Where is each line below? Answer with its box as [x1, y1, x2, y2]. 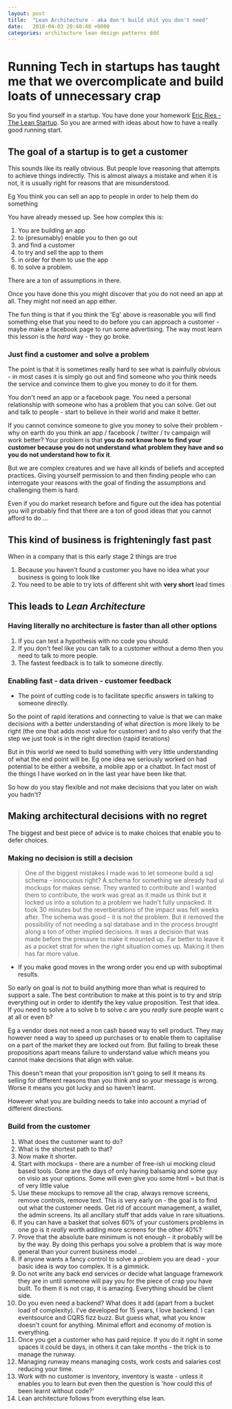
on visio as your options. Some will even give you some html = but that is [17, 1174, 224, 1182]
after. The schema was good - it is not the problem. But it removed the [24, 913, 224, 921]
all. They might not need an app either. [8, 297, 117, 305]
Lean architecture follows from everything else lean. [17, 1394, 166, 1402]
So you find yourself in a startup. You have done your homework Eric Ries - [8, 111, 222, 119]
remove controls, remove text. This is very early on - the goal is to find [17, 1196, 218, 1204]
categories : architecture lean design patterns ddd [8, 29, 159, 37]
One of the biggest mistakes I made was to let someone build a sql [24, 869, 214, 877]
